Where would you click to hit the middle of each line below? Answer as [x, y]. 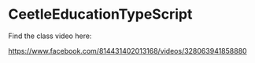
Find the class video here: [50, 36]
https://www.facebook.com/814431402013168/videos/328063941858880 [128, 51]
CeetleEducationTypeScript [100, 14]
